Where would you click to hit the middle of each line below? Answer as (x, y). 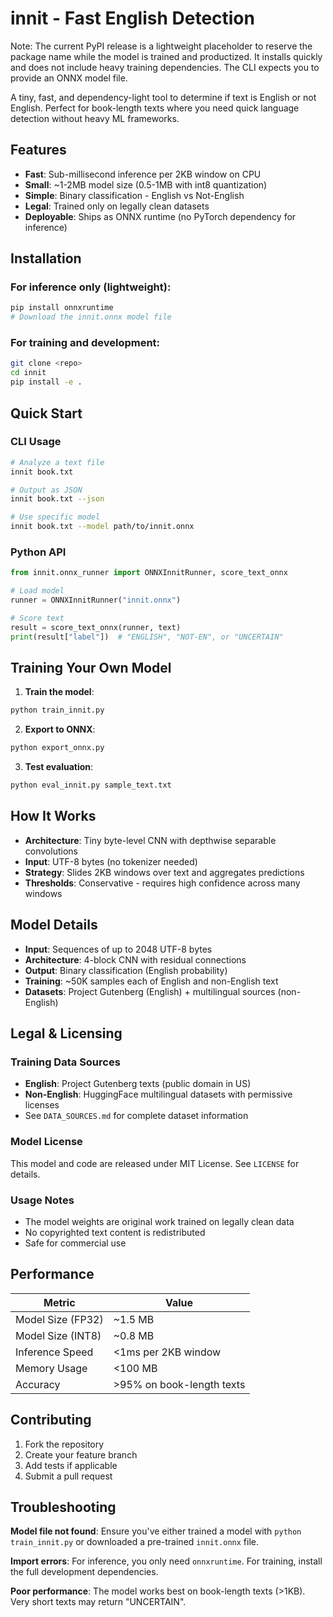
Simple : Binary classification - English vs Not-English (134, 195)
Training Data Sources (65, 1062)
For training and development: (85, 343)
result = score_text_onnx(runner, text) (96, 627)
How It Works (53, 816)
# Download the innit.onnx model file (91, 317)
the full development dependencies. (84, 1572)
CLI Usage (36, 442)
